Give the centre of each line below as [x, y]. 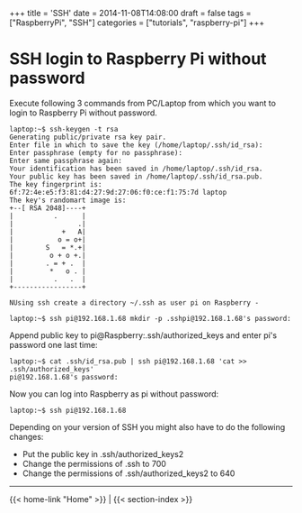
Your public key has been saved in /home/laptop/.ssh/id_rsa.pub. [136, 176]
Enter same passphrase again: [66, 160]
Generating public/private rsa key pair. [88, 137]
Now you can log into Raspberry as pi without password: [114, 394]
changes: [27, 436]
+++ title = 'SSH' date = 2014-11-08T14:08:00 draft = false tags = [130, 13]
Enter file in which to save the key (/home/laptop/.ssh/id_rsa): [136, 145]
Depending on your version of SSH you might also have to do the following [147, 426]
